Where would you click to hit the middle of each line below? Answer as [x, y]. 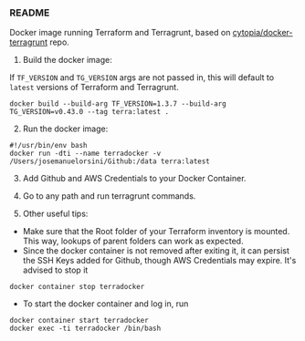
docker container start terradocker [79, 321]
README [30, 13]
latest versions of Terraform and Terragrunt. [95, 88]
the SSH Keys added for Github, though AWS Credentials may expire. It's [159, 261]
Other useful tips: [55, 214]
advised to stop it [55, 270]
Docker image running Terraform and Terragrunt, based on [120, 33]
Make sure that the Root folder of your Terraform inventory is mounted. [156, 232]
